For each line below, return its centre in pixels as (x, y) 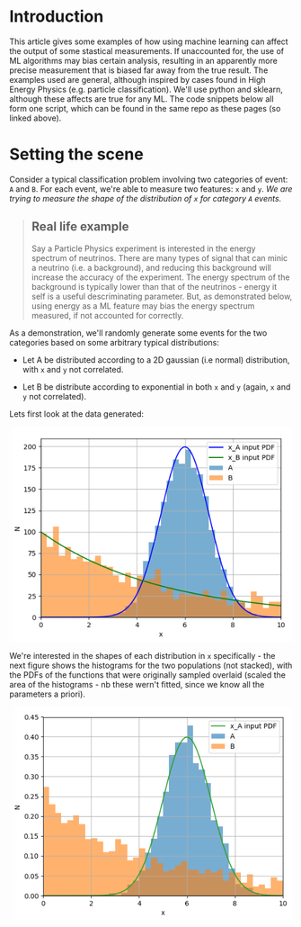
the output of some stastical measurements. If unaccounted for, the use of (147, 50)
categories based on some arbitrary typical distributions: (115, 342)
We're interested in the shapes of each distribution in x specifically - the (142, 656)
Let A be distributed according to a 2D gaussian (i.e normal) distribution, (156, 360)
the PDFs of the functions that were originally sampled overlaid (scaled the (147, 675)
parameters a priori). (47, 694)
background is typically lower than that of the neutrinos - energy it (154, 286)
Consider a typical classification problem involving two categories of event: (149, 179)
